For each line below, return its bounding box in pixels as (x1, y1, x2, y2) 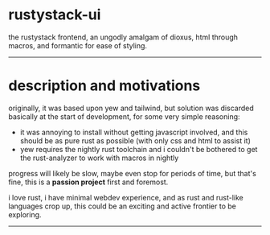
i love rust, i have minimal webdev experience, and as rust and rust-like (8, 192, 243, 202)
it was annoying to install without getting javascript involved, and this (19, 127, 248, 137)
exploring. (8, 209, 42, 219)
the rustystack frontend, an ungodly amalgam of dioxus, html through (8, 32, 239, 42)
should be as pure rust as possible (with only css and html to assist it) (19, 135, 252, 146)
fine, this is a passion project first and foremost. (8, 177, 169, 187)
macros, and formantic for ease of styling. (8, 40, 147, 50)
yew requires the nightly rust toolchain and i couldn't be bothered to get (19, 144, 258, 154)
